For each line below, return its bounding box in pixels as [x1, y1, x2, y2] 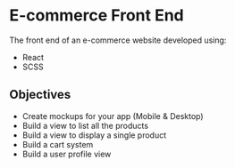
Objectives [9, 87, 71, 102]
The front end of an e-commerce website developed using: [9, 35, 227, 45]
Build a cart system [21, 139, 94, 149]
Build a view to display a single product [21, 130, 167, 140]
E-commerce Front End [9, 5, 185, 26]
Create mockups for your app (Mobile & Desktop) [21, 110, 204, 121]
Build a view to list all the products [21, 120, 149, 131]
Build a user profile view [21, 148, 112, 159]
